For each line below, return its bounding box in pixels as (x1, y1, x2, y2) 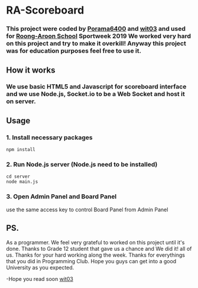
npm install (6, 147, 35, 153)
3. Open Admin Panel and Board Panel (6, 192, 117, 201)
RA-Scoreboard (6, 4, 85, 17)
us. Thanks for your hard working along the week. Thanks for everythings (6, 251, 185, 258)
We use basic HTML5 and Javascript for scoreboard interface (6, 83, 187, 91)
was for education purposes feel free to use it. (6, 47, 142, 55)
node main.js (6, 179, 38, 185)
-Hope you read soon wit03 (6, 275, 74, 282)
